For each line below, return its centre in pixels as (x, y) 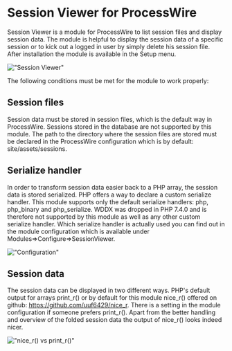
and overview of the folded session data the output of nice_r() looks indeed (115, 320)
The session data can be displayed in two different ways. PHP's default (109, 290)
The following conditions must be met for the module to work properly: (108, 80)
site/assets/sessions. (37, 148)
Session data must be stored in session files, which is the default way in (110, 119)
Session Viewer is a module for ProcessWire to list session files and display (115, 32)
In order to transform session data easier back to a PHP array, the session (113, 187)
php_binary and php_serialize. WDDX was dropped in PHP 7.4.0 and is (107, 209)
